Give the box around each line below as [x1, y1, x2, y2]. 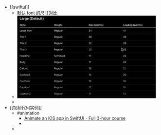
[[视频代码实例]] [9, 104, 42, 110]
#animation [17, 110, 40, 116]
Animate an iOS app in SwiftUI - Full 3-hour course [24, 115, 126, 121]
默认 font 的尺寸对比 [17, 10, 57, 16]
